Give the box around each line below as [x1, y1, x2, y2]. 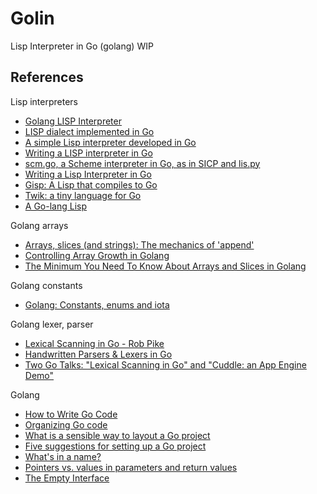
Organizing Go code [24, 418, 108, 431]
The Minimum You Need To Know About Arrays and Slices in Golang [24, 260, 307, 272]
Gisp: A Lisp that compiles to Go [24, 178, 158, 191]
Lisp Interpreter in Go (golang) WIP [10, 40, 154, 52]
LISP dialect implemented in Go [24, 125, 155, 137]
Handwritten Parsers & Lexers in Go [24, 348, 173, 360]
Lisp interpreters [10, 95, 79, 107]
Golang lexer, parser [10, 318, 94, 330]
